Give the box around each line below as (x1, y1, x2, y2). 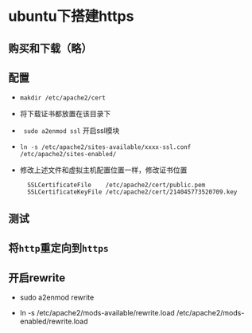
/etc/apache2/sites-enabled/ (19, 151, 117, 159)
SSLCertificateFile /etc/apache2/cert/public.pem (27, 181, 206, 190)
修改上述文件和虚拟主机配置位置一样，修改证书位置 (19, 165, 188, 175)
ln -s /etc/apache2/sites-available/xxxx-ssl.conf (19, 143, 192, 151)
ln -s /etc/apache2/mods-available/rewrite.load (19, 308, 175, 317)
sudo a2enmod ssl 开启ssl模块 (23, 126, 120, 135)
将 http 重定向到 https (8, 241, 109, 255)
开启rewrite (8, 271, 66, 284)
